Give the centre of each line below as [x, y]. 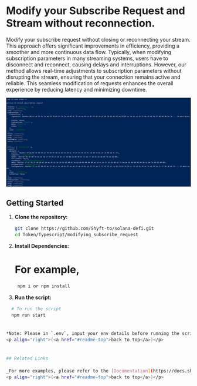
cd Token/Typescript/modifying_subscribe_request [77, 235]
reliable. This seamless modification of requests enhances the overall [90, 83]
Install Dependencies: [42, 246]
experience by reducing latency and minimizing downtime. [77, 89]
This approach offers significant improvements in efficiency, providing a [93, 46]
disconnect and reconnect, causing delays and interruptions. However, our [96, 64]
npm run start [28, 315]
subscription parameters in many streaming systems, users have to [87, 58]
